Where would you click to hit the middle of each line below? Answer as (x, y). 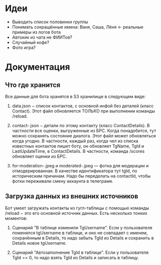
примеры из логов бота (36, 32)
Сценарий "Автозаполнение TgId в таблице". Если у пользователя (80, 252)
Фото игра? (24, 47)
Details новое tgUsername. (39, 243)
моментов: (16, 218)
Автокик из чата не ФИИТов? (42, 37)
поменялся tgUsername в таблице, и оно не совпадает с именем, (80, 233)
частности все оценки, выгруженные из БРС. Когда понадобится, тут (84, 131)
